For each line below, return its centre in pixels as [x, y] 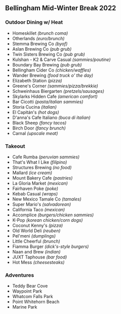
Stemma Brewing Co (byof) [40, 44]
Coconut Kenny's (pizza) [38, 225]
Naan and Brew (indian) [36, 251]
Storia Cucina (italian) [34, 107]
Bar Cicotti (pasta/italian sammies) [48, 102]
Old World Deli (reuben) [36, 231]
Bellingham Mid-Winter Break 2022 [60, 8]
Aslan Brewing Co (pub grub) [42, 49]
